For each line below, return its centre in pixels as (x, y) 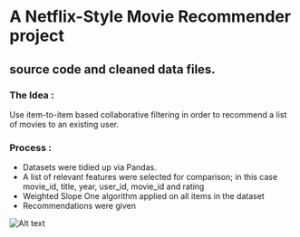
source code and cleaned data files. (112, 69)
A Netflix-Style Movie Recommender (150, 17)
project (37, 36)
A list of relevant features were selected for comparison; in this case (150, 177)
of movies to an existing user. (64, 124)
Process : (30, 147)
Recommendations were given (79, 206)
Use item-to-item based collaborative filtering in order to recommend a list (148, 114)
